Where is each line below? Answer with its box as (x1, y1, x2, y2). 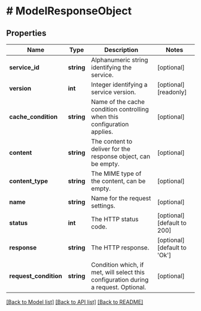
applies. (91, 127, 114, 136)
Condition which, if (91, 261, 144, 269)
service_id (9, 63, 40, 71)
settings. (91, 202, 115, 210)
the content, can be (91, 177, 146, 185)
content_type (9, 177, 48, 185)
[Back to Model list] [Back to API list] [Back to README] (6, 298, 144, 306)
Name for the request (91, 194, 151, 202)
